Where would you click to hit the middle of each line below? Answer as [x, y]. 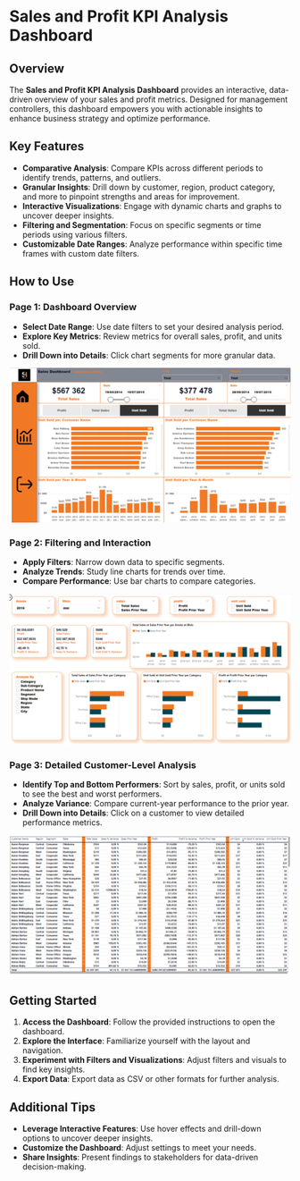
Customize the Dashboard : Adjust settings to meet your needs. [139, 1148]
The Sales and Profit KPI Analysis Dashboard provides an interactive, [138, 90]
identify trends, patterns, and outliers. [92, 177]
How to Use [42, 282]
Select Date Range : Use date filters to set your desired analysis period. [153, 326]
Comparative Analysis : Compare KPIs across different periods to [142, 168]
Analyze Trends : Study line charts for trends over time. [124, 572]
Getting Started [53, 1000]
